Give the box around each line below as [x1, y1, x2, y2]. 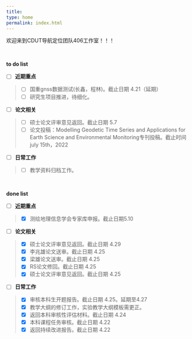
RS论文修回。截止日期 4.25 [29, 263, 97, 270]
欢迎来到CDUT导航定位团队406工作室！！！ [6, 37, 115, 44]
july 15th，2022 [29, 141, 69, 148]
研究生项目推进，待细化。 [29, 93, 93, 100]
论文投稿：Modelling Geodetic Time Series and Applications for [29, 126, 186, 133]
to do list [6, 60, 29, 68]
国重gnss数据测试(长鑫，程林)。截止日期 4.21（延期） [29, 85, 162, 93]
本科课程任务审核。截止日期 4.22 [29, 318, 111, 326]
